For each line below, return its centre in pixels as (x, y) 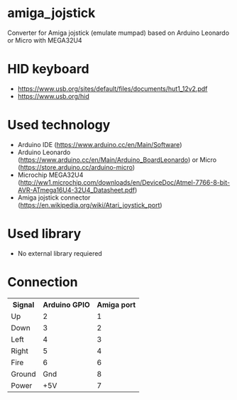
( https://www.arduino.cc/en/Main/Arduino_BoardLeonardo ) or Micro (117, 160)
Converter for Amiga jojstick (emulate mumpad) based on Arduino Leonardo (118, 33)
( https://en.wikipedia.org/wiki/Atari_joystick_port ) (90, 205)
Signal (23, 305)
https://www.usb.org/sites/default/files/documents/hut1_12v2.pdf (112, 88)
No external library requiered (60, 253)
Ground (23, 374)
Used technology (59, 125)
